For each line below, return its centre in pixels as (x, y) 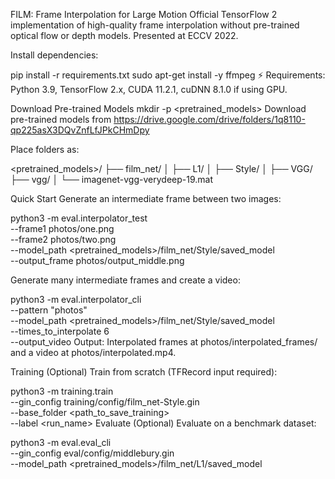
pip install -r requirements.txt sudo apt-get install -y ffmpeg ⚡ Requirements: (168, 75)
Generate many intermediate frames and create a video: (125, 280)
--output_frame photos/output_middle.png (97, 260)
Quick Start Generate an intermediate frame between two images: (146, 198)
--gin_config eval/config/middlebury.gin (92, 453)
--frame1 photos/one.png (62, 228)
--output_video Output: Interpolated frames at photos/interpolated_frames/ (164, 342)
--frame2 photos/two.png (63, 239)
